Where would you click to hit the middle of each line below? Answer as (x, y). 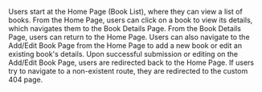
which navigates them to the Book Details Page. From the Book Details (125, 28)
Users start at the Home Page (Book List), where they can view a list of (125, 12)
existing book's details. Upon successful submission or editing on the (123, 54)
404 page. (26, 80)
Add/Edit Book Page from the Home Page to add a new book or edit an (125, 46)
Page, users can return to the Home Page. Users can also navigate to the (129, 37)
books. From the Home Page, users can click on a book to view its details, (131, 20)
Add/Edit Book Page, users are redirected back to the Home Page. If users (131, 62)
